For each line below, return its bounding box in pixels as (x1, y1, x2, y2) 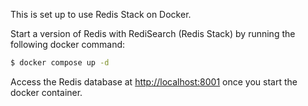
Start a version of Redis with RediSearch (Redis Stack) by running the (10, 28, 296, 39)
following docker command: (10, 39, 126, 50)
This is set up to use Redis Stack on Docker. (10, 9, 192, 20)
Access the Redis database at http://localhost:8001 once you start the (10, 75, 298, 88)
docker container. (10, 86, 83, 98)
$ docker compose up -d (10, 58, 110, 68)
